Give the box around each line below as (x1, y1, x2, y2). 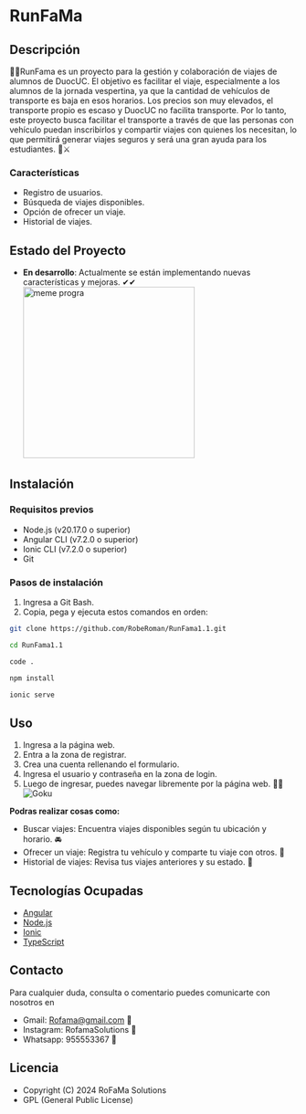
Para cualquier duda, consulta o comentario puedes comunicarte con (9, 987, 271, 998)
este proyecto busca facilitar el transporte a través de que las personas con (9, 115, 294, 125)
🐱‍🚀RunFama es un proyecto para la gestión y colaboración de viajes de (9, 66, 278, 77)
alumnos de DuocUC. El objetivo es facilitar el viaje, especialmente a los (9, 76, 280, 87)
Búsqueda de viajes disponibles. (22, 197, 145, 208)
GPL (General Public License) (22, 1094, 134, 1105)
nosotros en (9, 996, 55, 1007)
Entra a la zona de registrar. (22, 750, 127, 761)
